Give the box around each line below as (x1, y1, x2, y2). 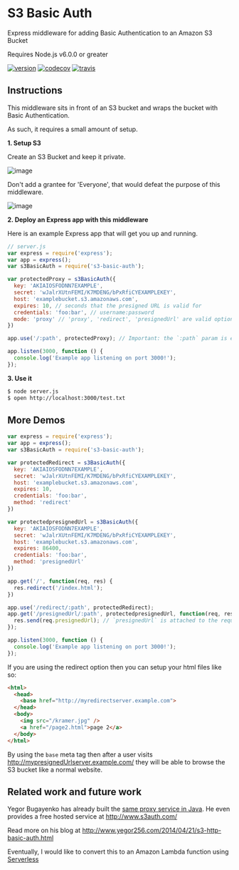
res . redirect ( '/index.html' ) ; (14, 584, 103, 591)
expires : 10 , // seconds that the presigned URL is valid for (14, 302, 202, 309)
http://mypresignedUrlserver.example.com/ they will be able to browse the (7, 757, 225, 766)
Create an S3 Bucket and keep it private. (7, 152, 126, 161)
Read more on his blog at (7, 826, 81, 835)
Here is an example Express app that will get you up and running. (7, 229, 198, 237)
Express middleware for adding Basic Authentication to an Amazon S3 (7, 29, 213, 37)
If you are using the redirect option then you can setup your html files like (7, 662, 222, 671)
